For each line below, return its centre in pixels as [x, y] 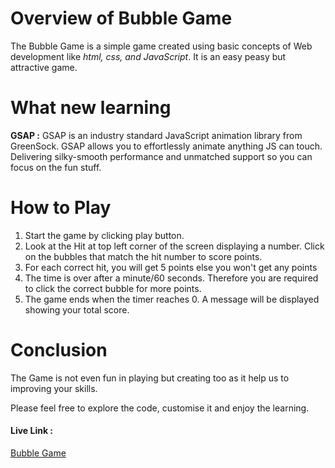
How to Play [61, 208]
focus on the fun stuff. [56, 167]
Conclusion [59, 350]
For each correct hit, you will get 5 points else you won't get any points [171, 267]
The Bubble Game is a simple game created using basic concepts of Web [161, 46]
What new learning [91, 108]
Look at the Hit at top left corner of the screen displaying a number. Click [174, 246]
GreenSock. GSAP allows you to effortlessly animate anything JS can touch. [166, 146]
